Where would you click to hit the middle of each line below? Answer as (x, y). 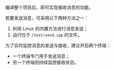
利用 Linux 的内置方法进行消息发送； (50, 28)
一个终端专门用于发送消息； (41, 56)
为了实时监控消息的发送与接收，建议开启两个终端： (58, 45)
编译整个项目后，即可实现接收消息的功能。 (49, 7)
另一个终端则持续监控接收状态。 (45, 62)
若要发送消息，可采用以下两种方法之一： (47, 18)
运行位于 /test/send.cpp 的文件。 (47, 35)
